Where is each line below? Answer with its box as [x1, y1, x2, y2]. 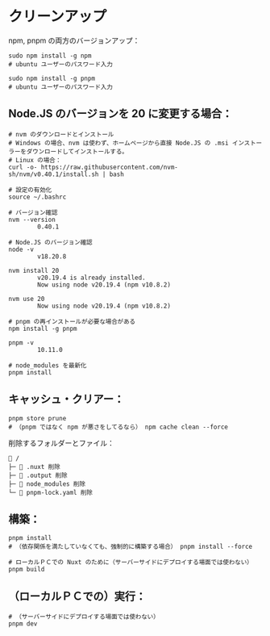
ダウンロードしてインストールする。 [26, 147, 129, 156]
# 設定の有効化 [8, 186, 52, 194]
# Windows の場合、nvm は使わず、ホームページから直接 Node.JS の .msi [8, 139, 229, 147]
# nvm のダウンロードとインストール [8, 130, 114, 138]
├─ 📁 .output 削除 [8, 471, 68, 479]
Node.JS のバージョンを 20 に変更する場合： [8, 107, 233, 121]
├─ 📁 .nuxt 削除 [8, 462, 60, 471]
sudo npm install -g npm [8, 52, 92, 60]
